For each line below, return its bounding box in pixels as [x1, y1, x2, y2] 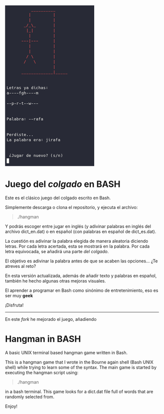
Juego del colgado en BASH [5, 179, 121, 190]
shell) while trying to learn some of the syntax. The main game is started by [5, 364, 157, 370]
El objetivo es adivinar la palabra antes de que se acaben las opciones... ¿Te [5, 258, 158, 264]
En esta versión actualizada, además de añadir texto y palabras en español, [5, 273, 157, 279]
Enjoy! [5, 403, 18, 409]
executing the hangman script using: [5, 369, 79, 375]
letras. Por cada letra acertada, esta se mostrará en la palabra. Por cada [5, 243, 150, 249]
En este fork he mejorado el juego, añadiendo [5, 316, 97, 322]
